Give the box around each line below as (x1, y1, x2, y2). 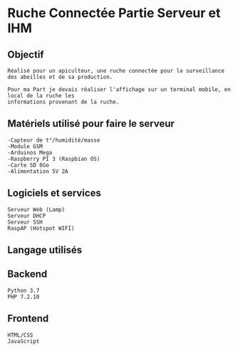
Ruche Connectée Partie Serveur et (7, 5, 221, 21)
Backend (7, 268, 48, 281)
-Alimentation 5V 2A (7, 167, 69, 175)
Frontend (7, 313, 49, 325)
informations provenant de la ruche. (7, 98, 120, 105)
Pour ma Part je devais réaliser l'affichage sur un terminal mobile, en (7, 86, 232, 93)
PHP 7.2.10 (7, 293, 40, 300)
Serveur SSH (7, 219, 43, 226)
